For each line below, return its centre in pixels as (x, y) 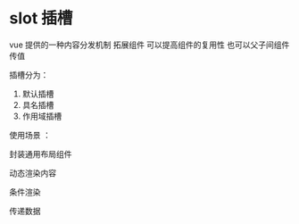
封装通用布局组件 (41, 153)
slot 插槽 (41, 18)
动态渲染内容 (33, 173)
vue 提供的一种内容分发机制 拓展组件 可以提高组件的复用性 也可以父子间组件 (149, 45)
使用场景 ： (30, 135)
